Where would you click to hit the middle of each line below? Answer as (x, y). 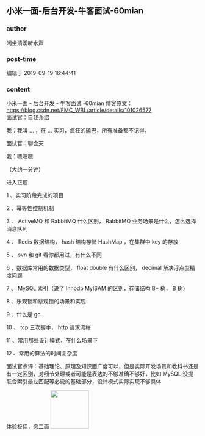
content (18, 89)
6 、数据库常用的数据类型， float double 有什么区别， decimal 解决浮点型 (98, 268)
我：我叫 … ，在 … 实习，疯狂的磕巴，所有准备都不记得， (78, 131)
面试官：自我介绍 (28, 117)
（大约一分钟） (25, 169)
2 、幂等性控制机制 (30, 208)
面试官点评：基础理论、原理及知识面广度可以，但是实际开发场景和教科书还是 (103, 366)
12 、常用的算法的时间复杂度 (42, 354)
